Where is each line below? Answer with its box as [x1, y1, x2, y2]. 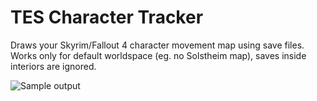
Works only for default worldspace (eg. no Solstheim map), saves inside [10, 49, 307, 61]
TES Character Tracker [10, 6, 204, 29]
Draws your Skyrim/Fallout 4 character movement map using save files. [10, 39, 305, 51]
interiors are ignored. [10, 60, 97, 72]
